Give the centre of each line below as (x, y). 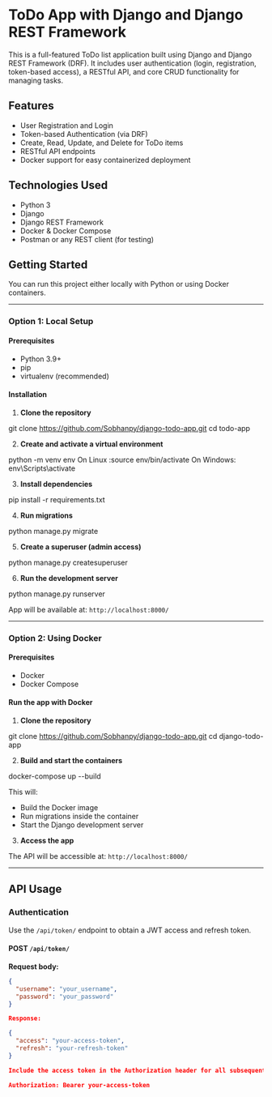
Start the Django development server (82, 825)
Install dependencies (56, 484)
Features (31, 106)
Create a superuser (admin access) (81, 546)
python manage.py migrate (53, 531)
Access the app (47, 841)
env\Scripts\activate (42, 468)
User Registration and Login (66, 125)
